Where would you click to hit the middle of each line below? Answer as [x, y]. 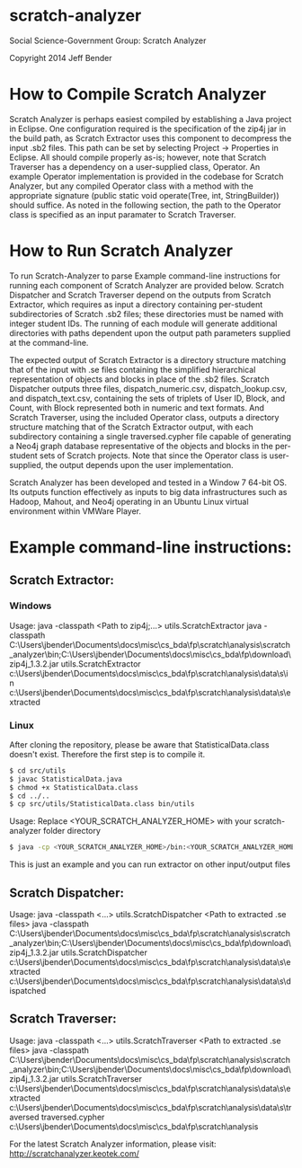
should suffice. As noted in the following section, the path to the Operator [145, 205]
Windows [31, 606]
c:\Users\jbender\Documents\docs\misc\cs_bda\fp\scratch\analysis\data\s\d [151, 981]
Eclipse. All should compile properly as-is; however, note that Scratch [138, 157]
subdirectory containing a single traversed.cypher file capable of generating [151, 436]
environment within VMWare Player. [75, 511]
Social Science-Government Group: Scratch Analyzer [108, 40]
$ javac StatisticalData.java [66, 779]
